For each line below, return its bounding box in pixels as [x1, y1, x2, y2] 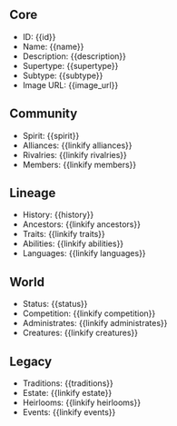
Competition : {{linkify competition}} [22, 308, 156, 319]
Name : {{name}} [22, 41, 84, 52]
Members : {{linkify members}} [22, 159, 137, 170]
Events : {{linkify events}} [22, 407, 116, 418]
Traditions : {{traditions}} [22, 378, 113, 389]
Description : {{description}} [22, 50, 127, 62]
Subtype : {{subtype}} [22, 70, 103, 81]
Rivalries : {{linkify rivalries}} [22, 149, 127, 160]
